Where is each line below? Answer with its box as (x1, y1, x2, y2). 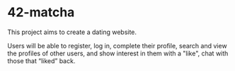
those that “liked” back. (7, 56, 76, 65)
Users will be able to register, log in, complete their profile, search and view (7, 41, 228, 50)
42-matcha (7, 4, 75, 21)
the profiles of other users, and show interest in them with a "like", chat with (7, 49, 229, 58)
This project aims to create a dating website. (7, 28, 137, 36)
